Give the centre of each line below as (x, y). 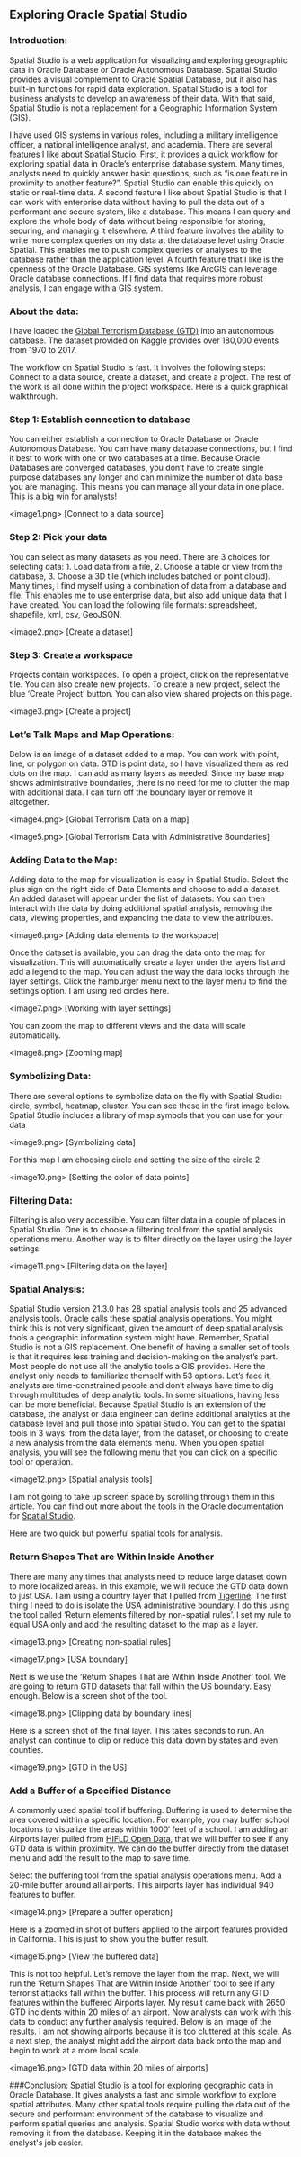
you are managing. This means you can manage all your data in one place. (147, 487)
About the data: (44, 311)
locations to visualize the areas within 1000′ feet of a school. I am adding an (149, 1829)
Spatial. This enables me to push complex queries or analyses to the (136, 249)
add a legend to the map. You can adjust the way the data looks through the (150, 972)
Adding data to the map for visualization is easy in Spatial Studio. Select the (149, 880)
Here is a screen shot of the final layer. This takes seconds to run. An (137, 1730)
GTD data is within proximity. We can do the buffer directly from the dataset (149, 1848)
